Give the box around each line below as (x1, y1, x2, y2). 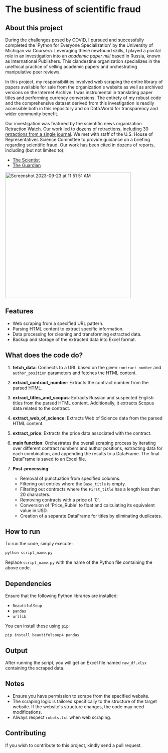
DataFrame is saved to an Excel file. (12, 456, 86, 462)
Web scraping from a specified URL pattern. (12, 320, 104, 326)
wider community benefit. (5, 111, 59, 117)
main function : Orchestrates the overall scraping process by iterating (12, 440, 156, 446)
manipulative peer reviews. (5, 69, 61, 75)
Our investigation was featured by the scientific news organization (5, 121, 142, 126)
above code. (5, 565, 31, 571)
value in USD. (20, 507, 48, 514)
